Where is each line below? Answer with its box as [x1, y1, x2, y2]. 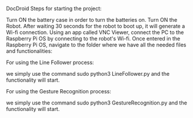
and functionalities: [6, 48, 53, 55]
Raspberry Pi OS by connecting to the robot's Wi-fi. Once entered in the [6, 35, 181, 42]
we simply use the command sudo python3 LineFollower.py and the [6, 70, 169, 77]
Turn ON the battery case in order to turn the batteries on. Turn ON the [6, 16, 178, 23]
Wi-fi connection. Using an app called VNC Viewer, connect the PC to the [6, 29, 184, 36]
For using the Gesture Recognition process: [6, 88, 112, 95]
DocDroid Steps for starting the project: [6, 5, 102, 12]
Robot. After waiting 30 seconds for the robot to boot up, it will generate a [6, 23, 185, 29]
